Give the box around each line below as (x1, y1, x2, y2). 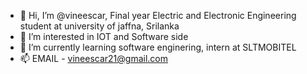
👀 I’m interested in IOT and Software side (19, 31, 189, 42)
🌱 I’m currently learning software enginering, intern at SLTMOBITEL (19, 41, 297, 53)
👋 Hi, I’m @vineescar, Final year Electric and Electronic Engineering (19, 10, 297, 21)
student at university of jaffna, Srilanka (19, 20, 180, 32)
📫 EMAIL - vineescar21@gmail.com (19, 53, 168, 64)
